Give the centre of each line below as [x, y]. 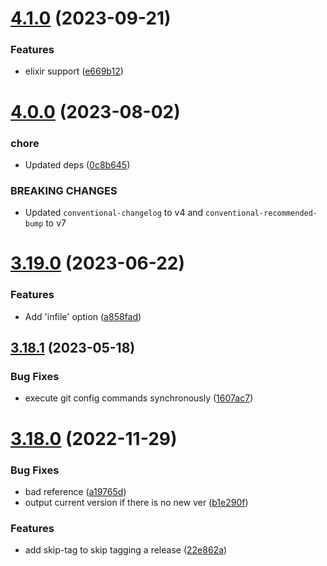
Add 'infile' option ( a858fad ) [83, 316]
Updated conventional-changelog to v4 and [114, 213]
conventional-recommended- [261, 213]
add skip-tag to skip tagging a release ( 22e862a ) [126, 550]
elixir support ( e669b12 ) [74, 71]
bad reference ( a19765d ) [75, 491]
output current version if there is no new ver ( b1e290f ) [136, 502]
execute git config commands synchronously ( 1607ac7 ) [139, 398]
